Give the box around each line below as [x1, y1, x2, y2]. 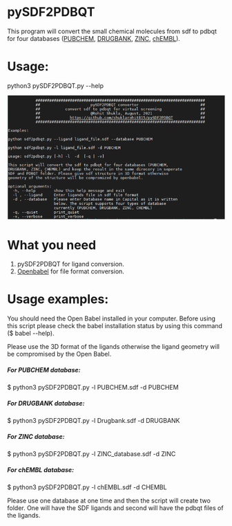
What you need [7, 237, 97, 253]
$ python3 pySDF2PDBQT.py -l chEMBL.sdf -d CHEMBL [7, 483, 167, 491]
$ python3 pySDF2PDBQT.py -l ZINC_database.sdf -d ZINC [7, 450, 176, 458]
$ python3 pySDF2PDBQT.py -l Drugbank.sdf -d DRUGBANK [7, 417, 180, 425]
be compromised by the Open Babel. [7, 350, 112, 359]
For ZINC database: [7, 432, 65, 440]
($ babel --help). [7, 329, 55, 338]
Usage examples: [7, 291, 109, 307]
